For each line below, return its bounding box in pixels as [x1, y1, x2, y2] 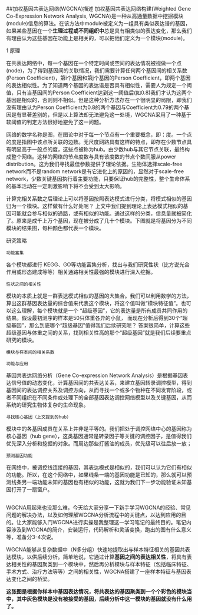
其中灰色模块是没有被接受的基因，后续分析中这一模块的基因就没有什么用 [16, 596, 192, 603]
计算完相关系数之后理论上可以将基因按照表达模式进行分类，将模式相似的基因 [6, 195, 192, 202]
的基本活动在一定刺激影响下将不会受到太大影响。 [6, 183, 125, 190]
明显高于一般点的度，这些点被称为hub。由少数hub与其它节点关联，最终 [11, 146, 185, 153]
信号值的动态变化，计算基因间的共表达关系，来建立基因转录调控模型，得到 [11, 379, 192, 386]
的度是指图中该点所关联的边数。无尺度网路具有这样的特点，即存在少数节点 [6, 138, 187, 146]
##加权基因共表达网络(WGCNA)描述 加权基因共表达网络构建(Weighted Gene [6, 5, 192, 12]
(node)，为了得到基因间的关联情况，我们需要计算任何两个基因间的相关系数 [6, 67, 187, 74]
